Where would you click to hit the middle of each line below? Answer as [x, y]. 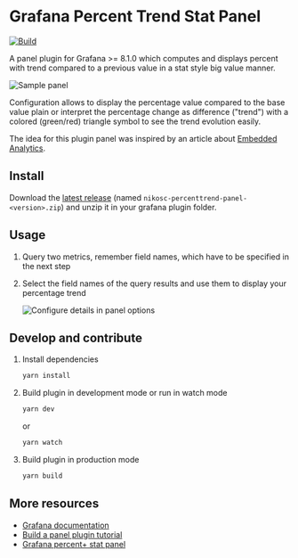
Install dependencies [60, 359]
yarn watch [42, 443]
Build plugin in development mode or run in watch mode [125, 393]
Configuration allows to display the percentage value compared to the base [147, 102]
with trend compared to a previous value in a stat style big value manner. [142, 68]
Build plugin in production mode [81, 460]
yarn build [42, 476]
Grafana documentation [65, 525]
